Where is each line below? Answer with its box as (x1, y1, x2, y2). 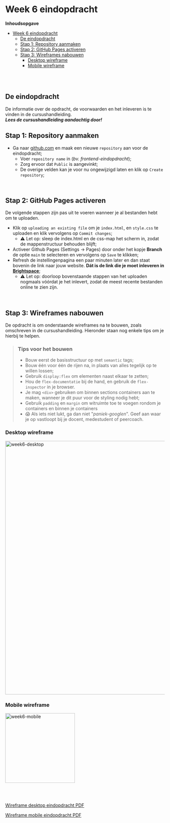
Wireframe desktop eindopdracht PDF (5, 802, 84, 808)
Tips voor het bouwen (17, 346, 73, 353)
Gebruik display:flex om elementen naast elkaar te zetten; (25, 373, 149, 379)
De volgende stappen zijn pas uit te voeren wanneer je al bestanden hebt (5, 209, 158, 216)
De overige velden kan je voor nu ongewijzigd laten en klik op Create (20, 166, 163, 172)
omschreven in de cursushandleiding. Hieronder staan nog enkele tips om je (5, 328, 164, 334)
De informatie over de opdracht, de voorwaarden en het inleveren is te (5, 105, 152, 112)
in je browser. (47, 384, 75, 390)
